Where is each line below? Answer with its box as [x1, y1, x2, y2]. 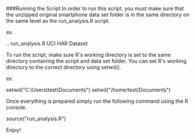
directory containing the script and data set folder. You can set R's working [6, 58, 187, 64]
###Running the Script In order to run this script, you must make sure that [6, 5, 184, 12]
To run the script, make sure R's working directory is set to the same [6, 51, 171, 58]
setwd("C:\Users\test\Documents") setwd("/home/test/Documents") [6, 86, 171, 93]
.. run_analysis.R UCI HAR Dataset [6, 40, 88, 47]
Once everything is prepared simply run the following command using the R [6, 98, 189, 105]
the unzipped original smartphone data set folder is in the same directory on [6, 11, 190, 18]
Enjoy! [6, 127, 22, 133]
